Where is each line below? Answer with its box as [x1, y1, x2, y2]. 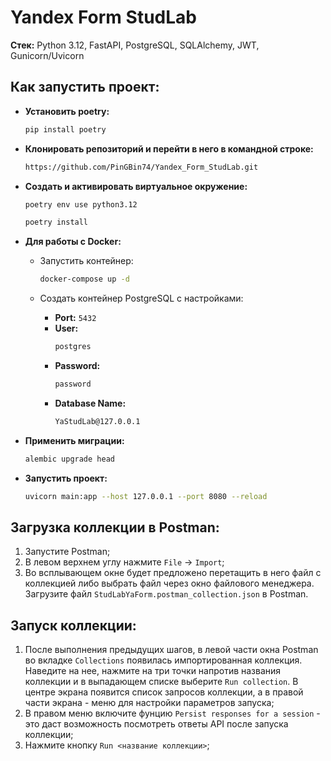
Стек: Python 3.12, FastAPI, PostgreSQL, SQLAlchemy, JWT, [10, 39, 260, 51]
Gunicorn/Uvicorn [10, 49, 85, 61]
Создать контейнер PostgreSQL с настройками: [39, 292, 244, 305]
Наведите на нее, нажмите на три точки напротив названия [24, 665, 282, 677]
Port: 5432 [54, 312, 97, 324]
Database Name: [54, 397, 127, 409]
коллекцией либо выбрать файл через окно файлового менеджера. [24, 577, 315, 590]
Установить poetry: [24, 105, 110, 117]
